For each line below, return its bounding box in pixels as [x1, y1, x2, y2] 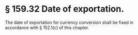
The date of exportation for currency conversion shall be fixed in [5, 19, 134, 25]
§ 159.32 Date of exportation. [5, 3, 124, 15]
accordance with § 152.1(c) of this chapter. [5, 24, 90, 30]
